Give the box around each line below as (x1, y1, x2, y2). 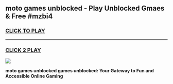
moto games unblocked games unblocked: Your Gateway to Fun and (5, 67, 154, 73)
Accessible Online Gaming (5, 73, 63, 79)
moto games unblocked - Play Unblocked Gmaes (5, 4, 165, 13)
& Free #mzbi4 (5, 12, 53, 21)
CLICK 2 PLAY (5, 46, 41, 53)
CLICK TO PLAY (5, 27, 45, 35)
